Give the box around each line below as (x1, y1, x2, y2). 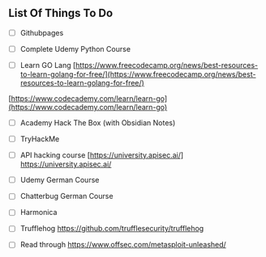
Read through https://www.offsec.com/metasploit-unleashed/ (19, 240, 227, 250)
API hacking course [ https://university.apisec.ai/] (19, 150, 184, 160)
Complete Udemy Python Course (19, 44, 131, 53)
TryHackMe (19, 134, 60, 144)
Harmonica (19, 208, 58, 217)
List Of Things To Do (8, 6, 114, 20)
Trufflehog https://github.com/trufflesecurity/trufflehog (19, 224, 204, 234)
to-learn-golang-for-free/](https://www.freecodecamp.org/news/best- (19, 70, 256, 79)
